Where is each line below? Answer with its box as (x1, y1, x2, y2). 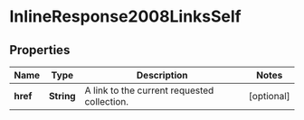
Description (136, 69, 188, 81)
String (48, 90, 76, 102)
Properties (9, 42, 71, 58)
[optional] (248, 90, 290, 102)
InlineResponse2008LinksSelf (9, 6, 242, 27)
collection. (84, 96, 129, 107)
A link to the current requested (84, 84, 214, 97)
